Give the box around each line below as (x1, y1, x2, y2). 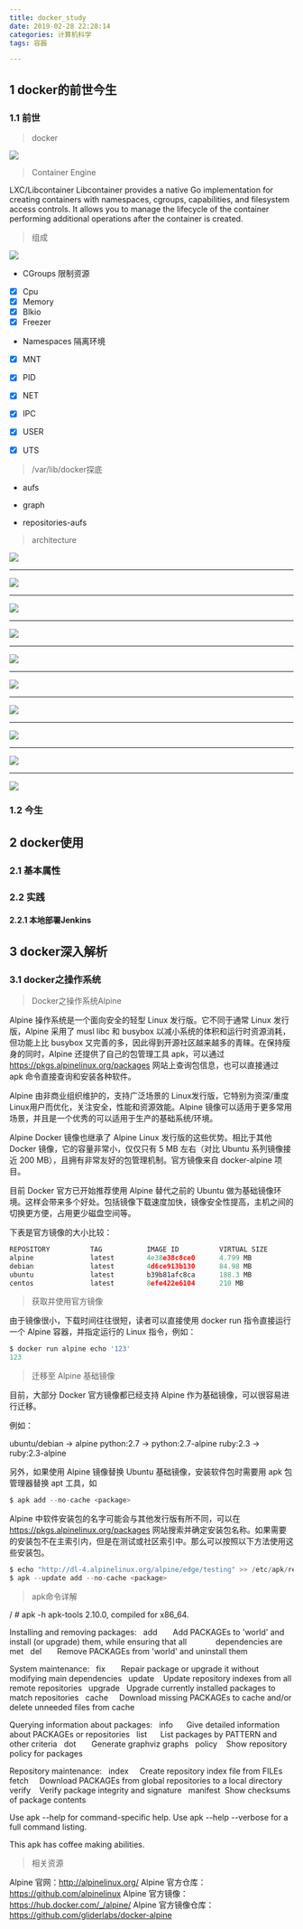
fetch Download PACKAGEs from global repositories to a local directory (9, 1774, 282, 1785)
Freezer (22, 317, 51, 328)
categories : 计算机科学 (9, 30, 92, 39)
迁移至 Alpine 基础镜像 (31, 1371, 115, 1381)
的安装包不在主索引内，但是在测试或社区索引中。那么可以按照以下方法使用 (9, 1536, 286, 1546)
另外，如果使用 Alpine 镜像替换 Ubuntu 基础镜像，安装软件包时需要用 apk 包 (9, 1466, 293, 1477)
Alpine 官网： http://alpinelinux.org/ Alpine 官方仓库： (9, 1877, 207, 1887)
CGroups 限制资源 (22, 267, 90, 278)
